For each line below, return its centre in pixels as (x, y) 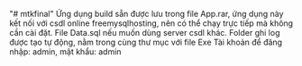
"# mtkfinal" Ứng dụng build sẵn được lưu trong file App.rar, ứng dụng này (146, 14)
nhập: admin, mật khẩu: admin (65, 52)
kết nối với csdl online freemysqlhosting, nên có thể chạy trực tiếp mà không (151, 23)
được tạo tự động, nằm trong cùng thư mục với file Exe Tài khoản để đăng (146, 42)
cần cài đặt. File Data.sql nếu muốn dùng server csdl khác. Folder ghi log (145, 33)
